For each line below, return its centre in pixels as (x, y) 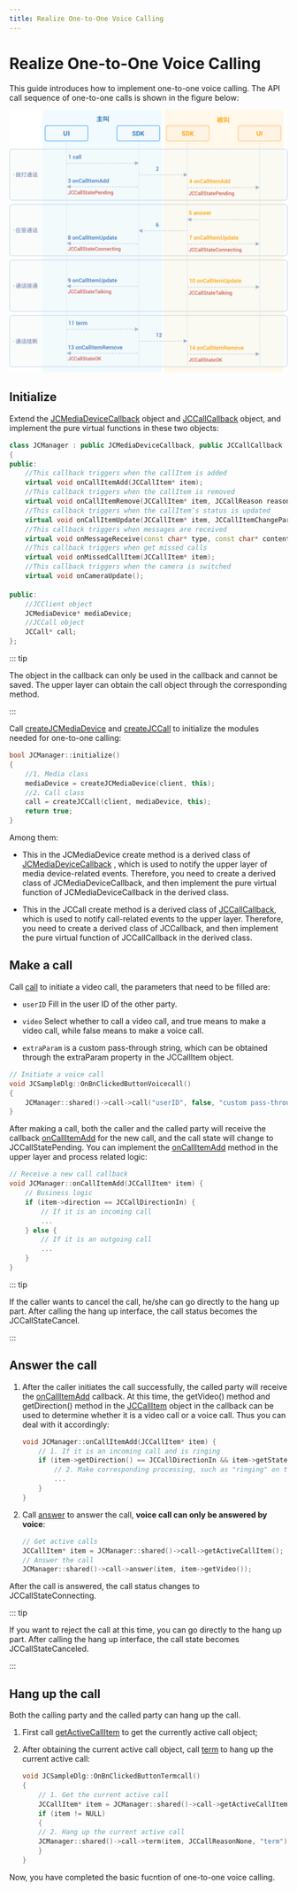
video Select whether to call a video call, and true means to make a (144, 1021)
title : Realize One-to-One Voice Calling (87, 19)
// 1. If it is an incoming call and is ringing (129, 1451)
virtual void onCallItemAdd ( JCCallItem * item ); (114, 482)
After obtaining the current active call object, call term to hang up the (148, 1749)
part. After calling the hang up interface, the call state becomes (125, 1640)
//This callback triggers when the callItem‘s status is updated (148, 510)
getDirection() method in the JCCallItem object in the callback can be (148, 1405)
